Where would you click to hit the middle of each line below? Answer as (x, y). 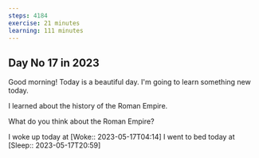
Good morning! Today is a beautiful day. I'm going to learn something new (129, 82)
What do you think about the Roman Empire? (81, 121)
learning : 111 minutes (46, 30)
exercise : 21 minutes (44, 23)
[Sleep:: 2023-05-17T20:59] (55, 145)
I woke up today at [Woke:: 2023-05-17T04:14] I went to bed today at (122, 137)
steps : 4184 (28, 16)
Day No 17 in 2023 (54, 63)
